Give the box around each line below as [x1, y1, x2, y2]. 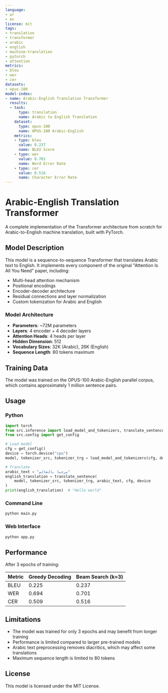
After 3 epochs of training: [5, 562, 59, 568]
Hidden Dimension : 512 [12, 339, 61, 345]
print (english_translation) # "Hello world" [5, 488, 101, 493]
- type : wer [14, 152, 39, 157]
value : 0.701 [18, 156, 46, 161]
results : [9, 101, 28, 106]
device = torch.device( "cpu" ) [5, 451, 68, 456]
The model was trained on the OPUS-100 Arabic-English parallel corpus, [5, 377, 154, 383]
